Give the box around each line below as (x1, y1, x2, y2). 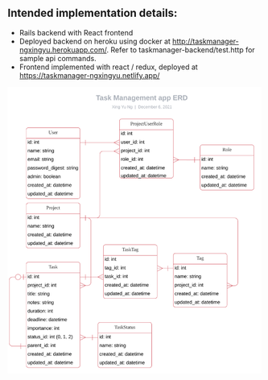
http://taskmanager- (171, 36, 239, 46)
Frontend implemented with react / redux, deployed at (19, 62, 198, 72)
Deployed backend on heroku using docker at (19, 36, 171, 46)
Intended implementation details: (7, 6, 178, 20)
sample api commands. (19, 53, 97, 63)
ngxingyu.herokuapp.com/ (19, 44, 107, 55)
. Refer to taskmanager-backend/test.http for (106, 44, 255, 55)
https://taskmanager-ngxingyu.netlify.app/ (19, 70, 160, 80)
